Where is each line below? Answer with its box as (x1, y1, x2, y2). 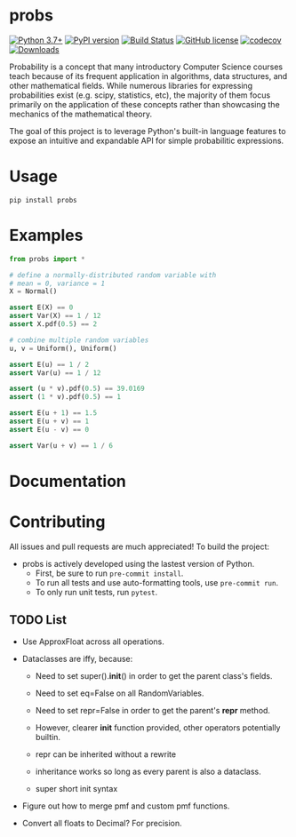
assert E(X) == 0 (9, 303, 74, 312)
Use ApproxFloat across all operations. (21, 636, 164, 647)
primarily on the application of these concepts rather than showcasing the (9, 99, 280, 109)
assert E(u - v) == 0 (9, 425, 90, 434)
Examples (9, 226, 84, 245)
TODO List (9, 612, 67, 627)
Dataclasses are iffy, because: (21, 653, 133, 664)
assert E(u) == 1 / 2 (9, 360, 90, 369)
